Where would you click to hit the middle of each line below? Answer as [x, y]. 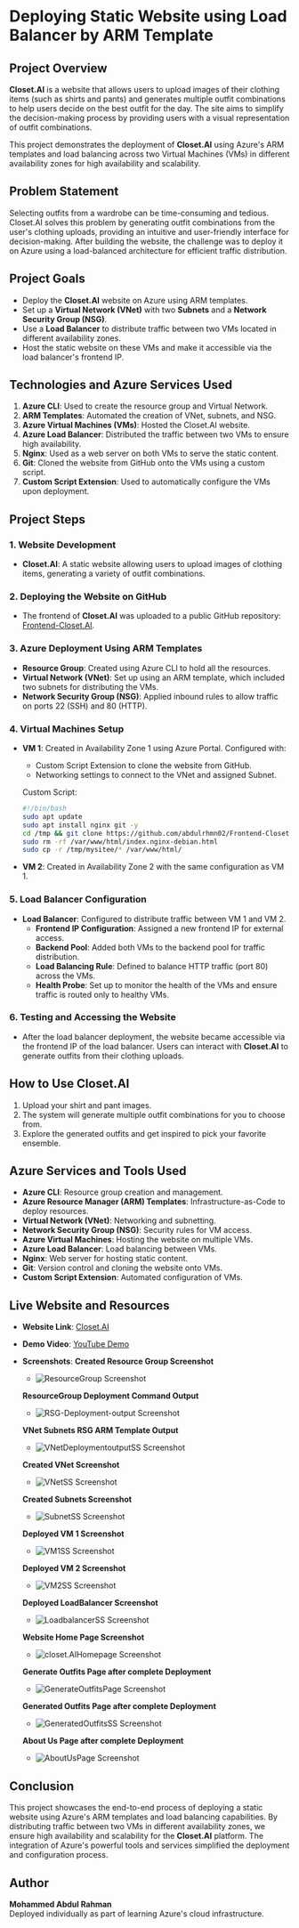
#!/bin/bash [44, 809]
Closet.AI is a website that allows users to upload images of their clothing [145, 89]
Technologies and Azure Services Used [121, 385]
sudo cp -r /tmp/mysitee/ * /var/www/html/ [102, 850]
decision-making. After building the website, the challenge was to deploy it [146, 241]
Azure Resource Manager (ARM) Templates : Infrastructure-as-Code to [154, 1202]
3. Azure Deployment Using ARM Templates [106, 649]
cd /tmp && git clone [62, 833]
